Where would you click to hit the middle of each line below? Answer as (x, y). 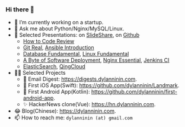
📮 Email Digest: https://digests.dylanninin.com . (80, 79)
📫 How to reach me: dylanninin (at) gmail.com (73, 118)
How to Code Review (49, 42)
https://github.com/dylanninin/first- (134, 92)
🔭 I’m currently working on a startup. (59, 23)
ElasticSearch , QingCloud (54, 66)
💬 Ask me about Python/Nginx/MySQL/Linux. (69, 28)
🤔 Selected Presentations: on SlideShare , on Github (77, 35)
